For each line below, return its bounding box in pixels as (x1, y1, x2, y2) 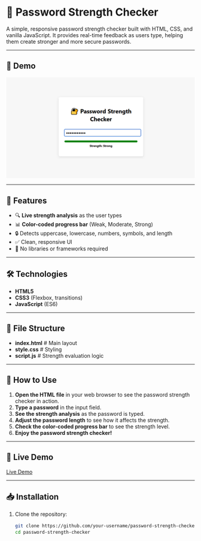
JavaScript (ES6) (14, 301, 58, 308)
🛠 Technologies (6, 269, 68, 279)
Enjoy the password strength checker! (14, 429, 112, 436)
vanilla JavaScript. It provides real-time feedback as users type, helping (6, 31, 184, 38)
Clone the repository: (14, 510, 68, 518)
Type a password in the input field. (14, 404, 102, 411)
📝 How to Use (6, 375, 57, 385)
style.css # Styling (14, 346, 62, 353)
